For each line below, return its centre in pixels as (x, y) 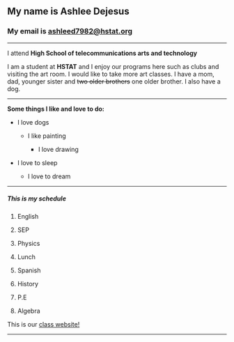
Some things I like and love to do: (56, 109)
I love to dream (49, 176)
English (28, 216)
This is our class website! (44, 324)
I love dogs (33, 122)
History (28, 283)
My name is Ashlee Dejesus (69, 11)
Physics (29, 243)
